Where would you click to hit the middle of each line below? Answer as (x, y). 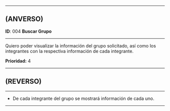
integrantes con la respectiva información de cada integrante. (70, 51)
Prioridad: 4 (18, 61)
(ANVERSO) (24, 19)
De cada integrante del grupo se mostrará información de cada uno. (83, 98)
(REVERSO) (24, 81)
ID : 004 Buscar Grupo (29, 31)
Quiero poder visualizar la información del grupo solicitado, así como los (81, 45)
